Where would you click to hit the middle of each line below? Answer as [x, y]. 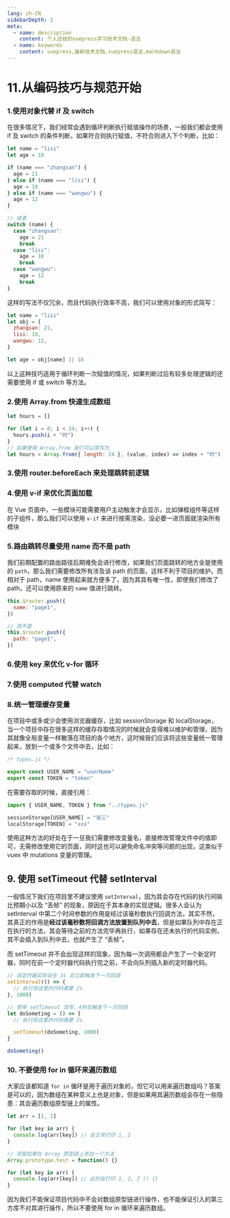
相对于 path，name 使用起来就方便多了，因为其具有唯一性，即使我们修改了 [113, 579]
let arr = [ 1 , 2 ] [32, 1116]
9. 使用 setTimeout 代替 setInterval [82, 879]
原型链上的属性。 [79, 1103]
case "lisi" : [32, 250]
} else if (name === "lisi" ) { [52, 180]
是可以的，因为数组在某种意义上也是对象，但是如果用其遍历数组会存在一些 [112, 1094]
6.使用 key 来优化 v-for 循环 [53, 664]
